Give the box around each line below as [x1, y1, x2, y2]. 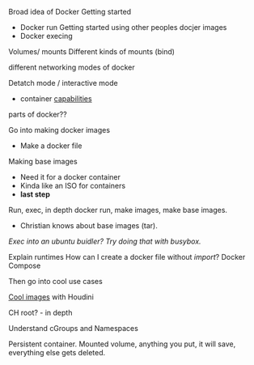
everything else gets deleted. [8, 348, 106, 357]
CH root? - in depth [8, 308, 73, 317]
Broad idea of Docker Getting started [8, 7, 132, 16]
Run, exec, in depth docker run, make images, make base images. [8, 206, 228, 214]
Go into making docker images [8, 125, 111, 134]
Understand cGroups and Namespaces [8, 324, 139, 333]
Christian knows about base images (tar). [19, 221, 158, 230]
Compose [8, 261, 41, 270]
